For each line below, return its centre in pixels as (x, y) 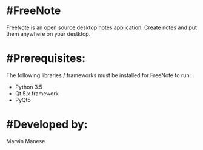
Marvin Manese (26, 141)
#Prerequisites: (46, 59)
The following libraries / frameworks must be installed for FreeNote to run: (99, 75)
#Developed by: (47, 124)
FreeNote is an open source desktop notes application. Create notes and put (101, 27)
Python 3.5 (28, 87)
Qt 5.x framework (37, 93)
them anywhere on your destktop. (48, 33)
